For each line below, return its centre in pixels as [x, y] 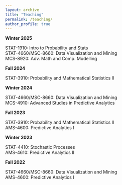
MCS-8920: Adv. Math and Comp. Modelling [51, 59]
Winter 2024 [19, 88]
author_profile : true [28, 24]
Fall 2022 [15, 162]
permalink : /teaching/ [29, 19]
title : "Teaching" [24, 15]
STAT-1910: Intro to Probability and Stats [47, 48]
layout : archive [22, 10]
